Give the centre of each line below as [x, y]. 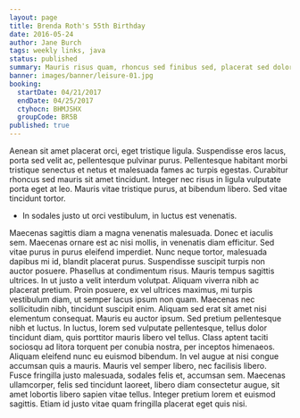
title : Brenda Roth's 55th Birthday [77, 26]
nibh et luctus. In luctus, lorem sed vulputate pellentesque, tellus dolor [138, 328]
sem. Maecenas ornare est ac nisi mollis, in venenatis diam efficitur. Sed [142, 242]
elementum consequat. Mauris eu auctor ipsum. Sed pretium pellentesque [146, 318]
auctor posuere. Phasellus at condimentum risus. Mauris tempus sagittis [142, 271]
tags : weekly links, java [57, 51]
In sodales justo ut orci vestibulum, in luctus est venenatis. [129, 216]
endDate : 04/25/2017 [55, 100]
